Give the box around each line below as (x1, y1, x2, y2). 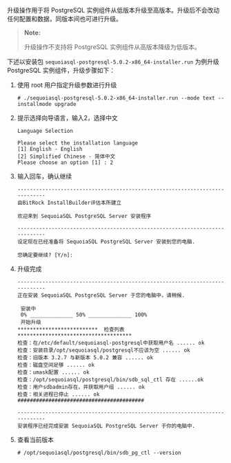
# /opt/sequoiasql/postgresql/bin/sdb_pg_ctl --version (17, 449, 181, 456)
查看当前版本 (17, 435, 54, 444)
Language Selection (17, 127, 74, 134)
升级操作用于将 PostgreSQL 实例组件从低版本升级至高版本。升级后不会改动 (7, 6, 220, 14)
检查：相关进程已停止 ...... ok (17, 391, 100, 398)
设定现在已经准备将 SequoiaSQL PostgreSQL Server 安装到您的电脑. (17, 238, 195, 245)
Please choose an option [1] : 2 (17, 159, 114, 166)
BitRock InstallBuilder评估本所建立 (22, 199, 122, 206)
